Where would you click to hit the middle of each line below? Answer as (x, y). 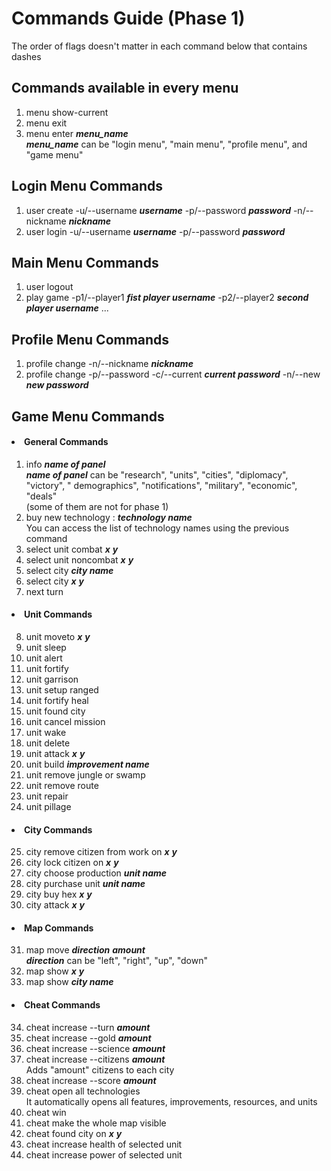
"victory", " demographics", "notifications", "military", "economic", (161, 485)
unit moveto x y (58, 636)
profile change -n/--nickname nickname (109, 364)
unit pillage (48, 806)
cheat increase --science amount (95, 1048)
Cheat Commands (62, 1004)
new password (57, 385)
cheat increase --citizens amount (95, 1059)
